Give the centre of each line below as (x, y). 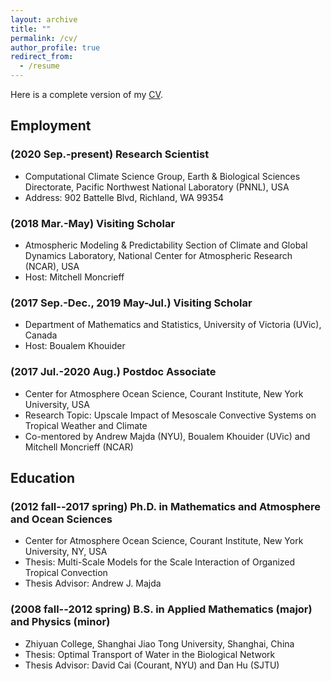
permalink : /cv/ (44, 38)
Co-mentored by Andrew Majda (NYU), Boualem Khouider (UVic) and (167, 436)
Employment (51, 126)
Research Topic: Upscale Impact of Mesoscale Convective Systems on (170, 415)
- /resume (39, 66)
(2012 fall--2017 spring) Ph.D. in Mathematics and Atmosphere (166, 506)
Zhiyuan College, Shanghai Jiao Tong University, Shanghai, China (159, 643)
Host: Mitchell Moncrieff (74, 277)
